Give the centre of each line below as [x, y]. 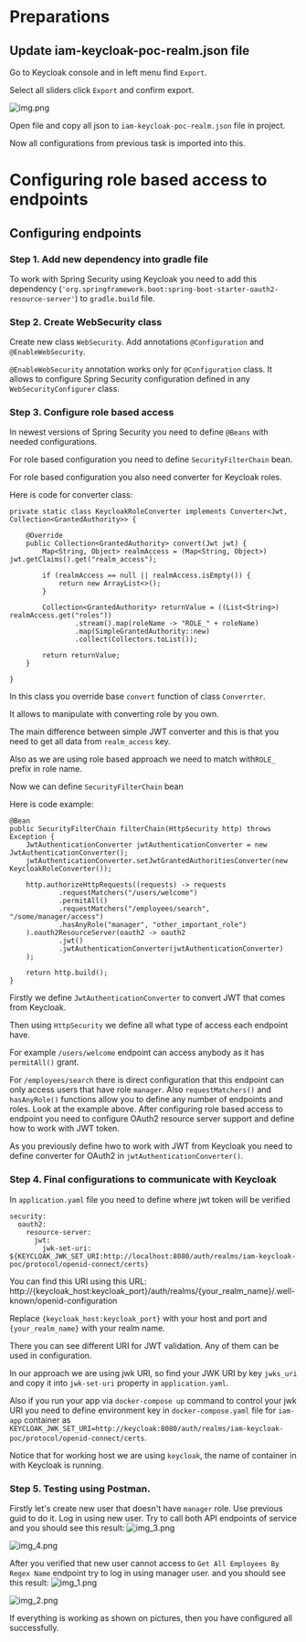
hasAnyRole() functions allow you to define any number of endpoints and [146, 1100]
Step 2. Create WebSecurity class [86, 321]
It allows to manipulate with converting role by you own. [114, 714]
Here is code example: [52, 805]
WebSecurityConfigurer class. [65, 389]
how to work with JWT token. [65, 1129]
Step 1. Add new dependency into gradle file [109, 259]
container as [47, 1420]
